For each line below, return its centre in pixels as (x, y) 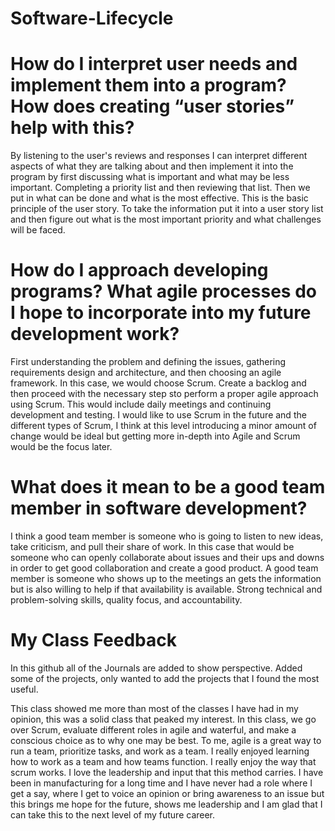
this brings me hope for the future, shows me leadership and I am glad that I (166, 804)
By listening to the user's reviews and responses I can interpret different (159, 156)
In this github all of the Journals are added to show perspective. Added (156, 668)
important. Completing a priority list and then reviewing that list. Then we (160, 188)
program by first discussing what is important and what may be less (150, 177)
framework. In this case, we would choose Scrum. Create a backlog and (158, 383)
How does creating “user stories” (152, 106)
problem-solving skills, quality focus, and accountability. (126, 600)
